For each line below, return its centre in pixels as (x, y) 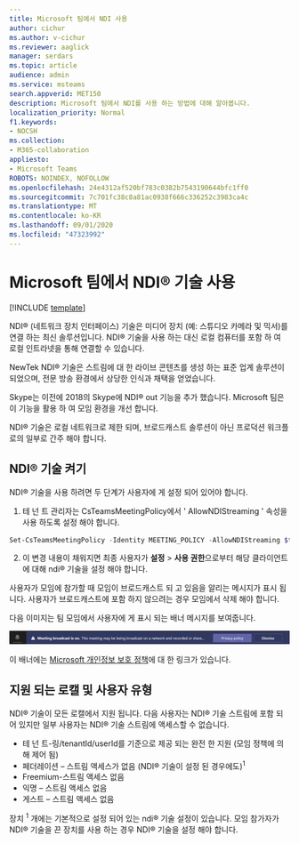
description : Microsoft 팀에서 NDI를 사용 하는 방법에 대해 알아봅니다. (130, 103)
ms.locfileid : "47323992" (57, 235)
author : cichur (37, 28)
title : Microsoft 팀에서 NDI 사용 (69, 19)
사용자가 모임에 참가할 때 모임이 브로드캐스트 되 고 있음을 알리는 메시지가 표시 (143, 588)
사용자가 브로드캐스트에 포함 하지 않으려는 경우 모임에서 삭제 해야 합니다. (154, 599)
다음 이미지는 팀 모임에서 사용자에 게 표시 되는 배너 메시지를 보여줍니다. (133, 618)
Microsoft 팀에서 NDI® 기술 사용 (122, 282)
